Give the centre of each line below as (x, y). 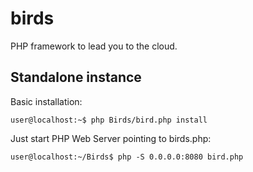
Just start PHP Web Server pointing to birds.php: (111, 138)
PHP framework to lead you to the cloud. (94, 46)
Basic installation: (46, 101)
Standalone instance (76, 77)
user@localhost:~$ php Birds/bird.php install (109, 120)
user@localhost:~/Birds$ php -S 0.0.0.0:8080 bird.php (127, 157)
